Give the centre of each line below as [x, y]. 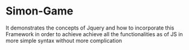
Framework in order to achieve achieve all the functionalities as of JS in [94, 34]
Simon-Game [40, 11]
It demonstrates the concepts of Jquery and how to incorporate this [90, 28]
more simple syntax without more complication [64, 40]
